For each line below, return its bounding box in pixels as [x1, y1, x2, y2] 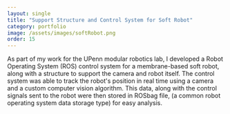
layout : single [7, 10, 51, 17]
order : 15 [7, 36, 36, 43]
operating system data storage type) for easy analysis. [7, 99, 163, 107]
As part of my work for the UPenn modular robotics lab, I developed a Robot [7, 55, 223, 63]
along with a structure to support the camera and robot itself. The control [7, 70, 215, 78]
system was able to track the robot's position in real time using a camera [7, 77, 214, 85]
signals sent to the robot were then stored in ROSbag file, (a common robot [7, 91, 221, 100]
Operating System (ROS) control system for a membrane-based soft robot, [7, 62, 220, 70]
